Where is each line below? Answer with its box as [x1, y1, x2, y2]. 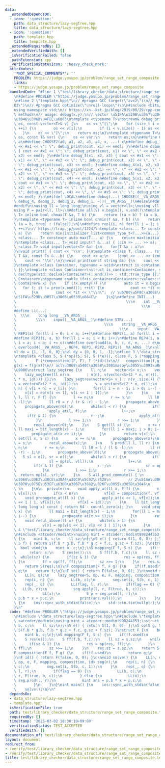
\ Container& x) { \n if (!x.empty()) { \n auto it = [14, 281, 144, 286]
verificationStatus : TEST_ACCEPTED [9, 723, 82, 729]
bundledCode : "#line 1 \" [9, 89, 63, 94]
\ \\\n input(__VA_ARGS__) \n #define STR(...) [14, 318, 133, 322]
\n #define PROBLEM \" [14, 94, 58, 99]
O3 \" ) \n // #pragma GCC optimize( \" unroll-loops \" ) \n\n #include [14, 103, 146, 108]
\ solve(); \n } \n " [14, 687, 56, 692]
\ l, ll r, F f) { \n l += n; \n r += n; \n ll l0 [14, 395, 160, 400]
